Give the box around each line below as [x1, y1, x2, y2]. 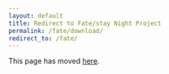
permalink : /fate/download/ [8, 27, 104, 35]
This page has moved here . [8, 56, 100, 66]
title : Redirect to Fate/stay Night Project [8, 19, 162, 27]
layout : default [8, 11, 63, 20]
